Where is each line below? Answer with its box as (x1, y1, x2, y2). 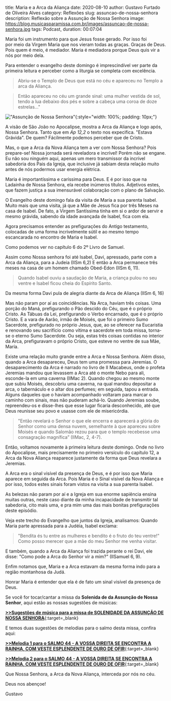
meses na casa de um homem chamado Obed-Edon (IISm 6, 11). (5, 265, 140, 271)
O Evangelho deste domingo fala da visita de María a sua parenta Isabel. (5, 197, 157, 203)
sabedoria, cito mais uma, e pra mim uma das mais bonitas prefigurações (5, 502, 160, 508)
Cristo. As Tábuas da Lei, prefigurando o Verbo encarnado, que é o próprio (5, 311, 163, 317)
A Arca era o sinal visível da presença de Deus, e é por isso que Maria (5, 471, 153, 476)
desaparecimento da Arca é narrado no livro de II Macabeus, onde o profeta (5, 365, 165, 370)
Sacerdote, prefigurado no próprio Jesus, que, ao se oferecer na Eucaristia (5, 322, 163, 328)
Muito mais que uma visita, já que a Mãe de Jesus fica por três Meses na (5, 202, 159, 208)
